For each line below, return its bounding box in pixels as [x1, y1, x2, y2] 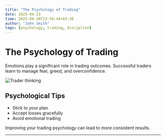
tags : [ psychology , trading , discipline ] [5, 26, 92, 30]
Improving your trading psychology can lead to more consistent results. [5, 125, 151, 131]
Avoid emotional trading [12, 115, 61, 121]
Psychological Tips [5, 92, 65, 100]
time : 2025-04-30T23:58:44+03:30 [5, 16, 74, 21]
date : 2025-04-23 [5, 12, 41, 17]
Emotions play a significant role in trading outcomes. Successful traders [5, 63, 152, 69]
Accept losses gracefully [12, 110, 63, 116]
